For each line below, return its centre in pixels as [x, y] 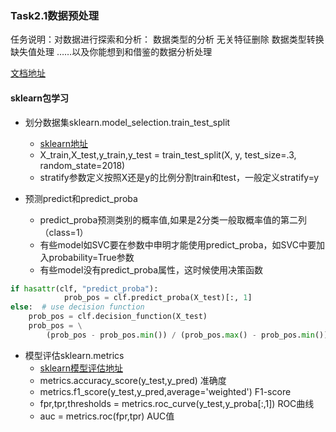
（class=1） [64, 232]
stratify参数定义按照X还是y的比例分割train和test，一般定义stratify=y [179, 177]
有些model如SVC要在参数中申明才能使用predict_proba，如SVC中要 [178, 244]
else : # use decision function [77, 307]
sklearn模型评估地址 [81, 368]
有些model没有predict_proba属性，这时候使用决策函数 [151, 269]
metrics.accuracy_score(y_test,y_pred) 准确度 [133, 380]
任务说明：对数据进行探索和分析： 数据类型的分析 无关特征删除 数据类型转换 [167, 39]
